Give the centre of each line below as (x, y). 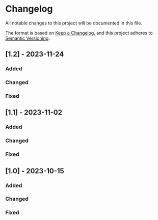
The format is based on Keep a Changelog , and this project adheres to (79, 33)
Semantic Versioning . (28, 38)
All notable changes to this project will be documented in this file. (74, 23)
